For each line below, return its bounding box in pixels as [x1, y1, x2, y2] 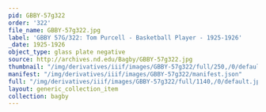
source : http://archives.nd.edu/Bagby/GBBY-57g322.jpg [8, 56, 193, 64]
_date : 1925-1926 [8, 41, 66, 49]
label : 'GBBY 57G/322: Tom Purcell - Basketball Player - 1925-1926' [8, 33, 243, 42]
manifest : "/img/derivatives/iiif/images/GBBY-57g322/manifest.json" [8, 70, 243, 78]
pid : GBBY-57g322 [8, 11, 66, 20]
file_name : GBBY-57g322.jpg [8, 26, 101, 34]
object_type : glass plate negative [8, 48, 126, 56]
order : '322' [8, 19, 51, 27]
